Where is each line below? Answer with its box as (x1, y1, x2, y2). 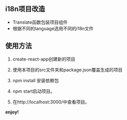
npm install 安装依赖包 (12, 77, 59, 83)
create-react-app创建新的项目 (12, 56, 75, 62)
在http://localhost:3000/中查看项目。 (12, 99, 90, 105)
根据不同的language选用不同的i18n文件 (12, 25, 94, 31)
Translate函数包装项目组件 (12, 19, 68, 25)
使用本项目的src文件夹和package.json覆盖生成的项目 (12, 67, 123, 73)
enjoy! (5, 109, 19, 115)
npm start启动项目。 (12, 88, 55, 94)
